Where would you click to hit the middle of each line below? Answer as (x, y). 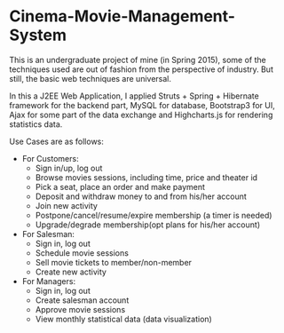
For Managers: (49, 281)
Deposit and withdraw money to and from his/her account (141, 196)
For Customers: (50, 158)
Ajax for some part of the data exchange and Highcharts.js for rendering (141, 115)
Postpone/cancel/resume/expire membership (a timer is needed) (154, 215)
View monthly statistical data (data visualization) (124, 319)
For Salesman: (48, 234)
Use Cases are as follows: (57, 141)
